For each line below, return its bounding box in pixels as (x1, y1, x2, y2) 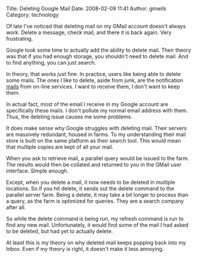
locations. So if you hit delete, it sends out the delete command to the (6, 185, 175, 192)
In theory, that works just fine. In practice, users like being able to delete (6, 71, 181, 77)
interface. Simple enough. (6, 167, 69, 174)
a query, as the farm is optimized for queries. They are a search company (6, 197, 184, 204)
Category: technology (6, 11, 59, 18)
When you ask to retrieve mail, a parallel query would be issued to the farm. (6, 155, 189, 161)
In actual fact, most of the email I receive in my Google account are (6, 101, 169, 108)
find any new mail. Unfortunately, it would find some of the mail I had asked (6, 221, 189, 229)
